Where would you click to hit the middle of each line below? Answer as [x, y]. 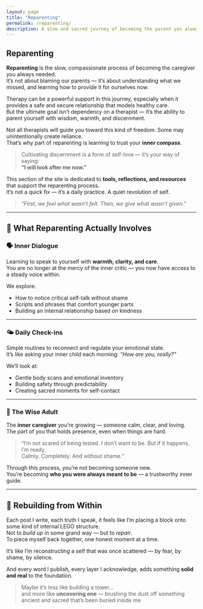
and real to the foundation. [40, 576]
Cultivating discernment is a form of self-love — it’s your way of [100, 154]
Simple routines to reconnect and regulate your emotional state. [85, 348]
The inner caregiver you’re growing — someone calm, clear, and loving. [96, 425]
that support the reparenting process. [53, 186]
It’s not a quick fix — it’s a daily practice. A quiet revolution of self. [88, 192]
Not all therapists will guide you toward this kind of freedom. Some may [95, 130]
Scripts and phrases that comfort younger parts [74, 304]
